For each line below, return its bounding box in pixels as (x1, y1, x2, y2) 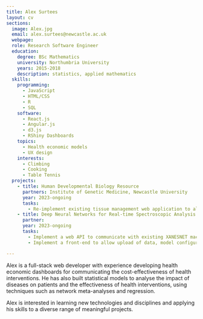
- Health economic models (22, 143, 88, 150)
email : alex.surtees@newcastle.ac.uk (11, 31, 107, 38)
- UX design (22, 150, 53, 156)
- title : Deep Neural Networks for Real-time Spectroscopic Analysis (17, 211, 196, 218)
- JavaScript (22, 88, 56, 94)
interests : (17, 155, 45, 161)
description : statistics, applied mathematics (17, 71, 137, 77)
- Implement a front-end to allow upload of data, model (28, 240, 174, 246)
